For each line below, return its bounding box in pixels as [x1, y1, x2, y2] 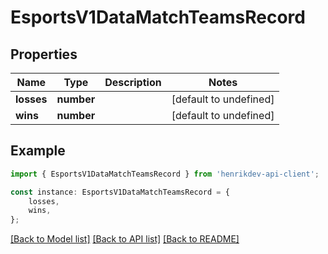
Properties [10, 46, 78, 63]
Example [10, 142, 66, 160]
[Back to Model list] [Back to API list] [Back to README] [10, 233, 240, 245]
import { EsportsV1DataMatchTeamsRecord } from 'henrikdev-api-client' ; [10, 169, 320, 179]
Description [104, 76, 162, 89]
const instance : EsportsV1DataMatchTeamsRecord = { [10, 187, 230, 197]
